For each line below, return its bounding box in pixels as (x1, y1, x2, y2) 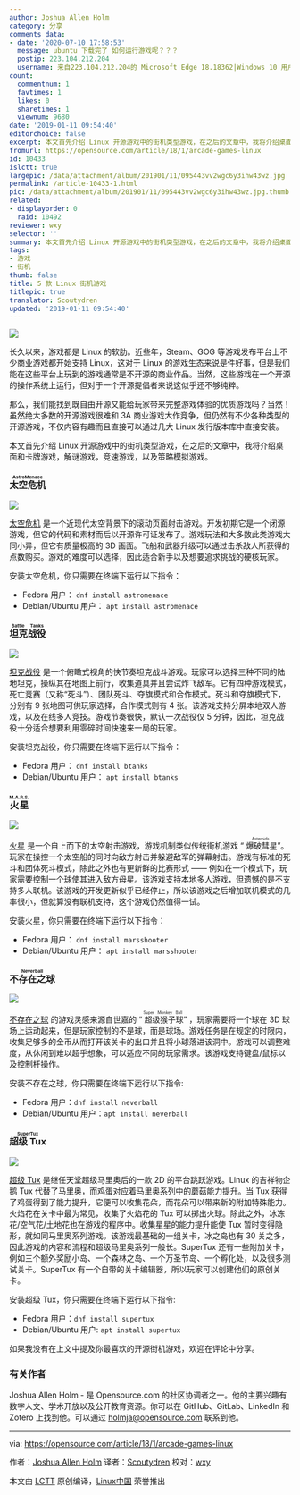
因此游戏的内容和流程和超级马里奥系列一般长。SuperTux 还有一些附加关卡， (9, 1241, 289, 1252)
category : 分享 (9, 21, 63, 30)
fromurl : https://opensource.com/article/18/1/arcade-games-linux (9, 146, 262, 155)
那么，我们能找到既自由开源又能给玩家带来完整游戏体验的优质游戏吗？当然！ (9, 399, 291, 410)
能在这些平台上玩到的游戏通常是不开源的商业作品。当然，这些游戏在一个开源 (9, 368, 291, 380)
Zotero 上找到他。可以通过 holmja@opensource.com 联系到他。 (9, 1412, 244, 1423)
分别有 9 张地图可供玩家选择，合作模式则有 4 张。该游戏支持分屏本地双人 (9, 699, 279, 711)
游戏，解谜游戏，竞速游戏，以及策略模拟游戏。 (39, 452, 212, 462)
